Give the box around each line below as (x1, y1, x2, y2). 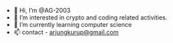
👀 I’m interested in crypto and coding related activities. (13, 13, 168, 21)
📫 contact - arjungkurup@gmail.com (13, 28, 119, 36)
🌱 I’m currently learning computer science (13, 21, 132, 28)
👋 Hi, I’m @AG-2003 (13, 7, 70, 14)
